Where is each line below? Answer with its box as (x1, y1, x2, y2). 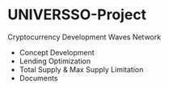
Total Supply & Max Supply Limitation (19, 64, 144, 74)
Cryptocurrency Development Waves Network (7, 32, 162, 42)
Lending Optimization (19, 56, 91, 66)
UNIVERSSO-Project (7, 6, 147, 24)
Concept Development (19, 47, 95, 57)
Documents (19, 73, 58, 83)
